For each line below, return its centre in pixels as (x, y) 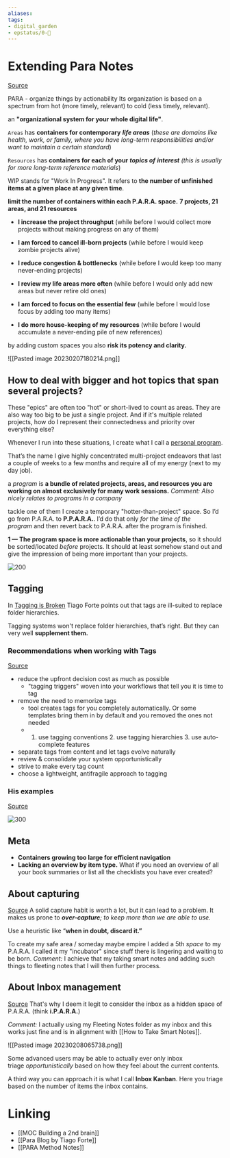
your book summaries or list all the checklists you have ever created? (115, 872)
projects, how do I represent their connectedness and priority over (102, 422)
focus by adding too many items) (64, 312)
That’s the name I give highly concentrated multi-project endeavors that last (115, 456)
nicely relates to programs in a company (65, 498)
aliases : (20, 13)
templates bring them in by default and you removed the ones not (120, 715)
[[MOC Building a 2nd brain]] (59, 1133)
